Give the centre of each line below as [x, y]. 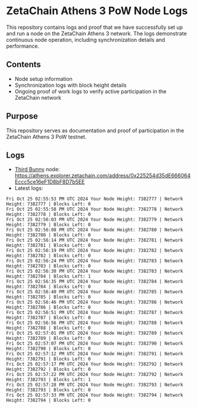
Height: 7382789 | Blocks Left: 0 [49, 338]
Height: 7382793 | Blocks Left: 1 [49, 380]
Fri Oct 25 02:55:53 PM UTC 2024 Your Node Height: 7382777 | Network [95, 199]
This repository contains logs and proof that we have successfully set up [94, 27]
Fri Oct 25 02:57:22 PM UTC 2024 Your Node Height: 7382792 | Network [95, 375]
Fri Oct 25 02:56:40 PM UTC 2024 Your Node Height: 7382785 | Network [95, 292]
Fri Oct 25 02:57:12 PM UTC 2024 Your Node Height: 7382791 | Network [95, 354]
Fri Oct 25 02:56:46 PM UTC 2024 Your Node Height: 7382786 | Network [95, 302]
